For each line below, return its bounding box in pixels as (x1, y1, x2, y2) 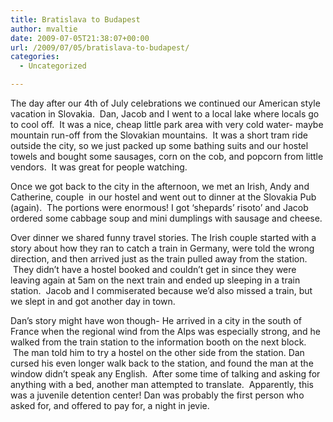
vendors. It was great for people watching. (10, 161, 188, 173)
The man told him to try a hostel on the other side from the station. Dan (12, 347, 305, 358)
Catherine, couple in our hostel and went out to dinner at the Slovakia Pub (10, 191, 317, 203)
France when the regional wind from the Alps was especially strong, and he (10, 326, 321, 337)
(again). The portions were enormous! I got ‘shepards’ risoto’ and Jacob (10, 202, 309, 213)
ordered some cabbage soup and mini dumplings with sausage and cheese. (10, 212, 323, 224)
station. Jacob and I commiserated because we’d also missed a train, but (10, 285, 313, 296)
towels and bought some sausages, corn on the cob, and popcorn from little (10, 151, 324, 162)
